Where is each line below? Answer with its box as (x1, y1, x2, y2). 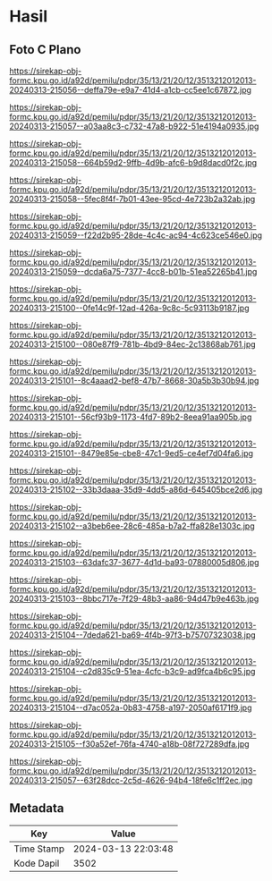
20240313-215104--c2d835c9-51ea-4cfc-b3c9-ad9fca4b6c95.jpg (9, 666, 256, 676)
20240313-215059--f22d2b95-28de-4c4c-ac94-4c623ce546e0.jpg (9, 230, 262, 241)
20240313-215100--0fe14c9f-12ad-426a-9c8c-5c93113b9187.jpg (9, 302, 250, 313)
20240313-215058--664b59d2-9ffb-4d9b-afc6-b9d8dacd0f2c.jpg (9, 157, 258, 167)
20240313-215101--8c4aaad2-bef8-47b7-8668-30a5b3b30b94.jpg (9, 376, 259, 385)
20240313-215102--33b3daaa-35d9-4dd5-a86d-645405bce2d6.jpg (9, 485, 263, 495)
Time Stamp (13, 843, 65, 855)
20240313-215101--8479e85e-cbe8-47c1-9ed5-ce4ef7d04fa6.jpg (9, 448, 253, 458)
